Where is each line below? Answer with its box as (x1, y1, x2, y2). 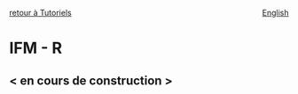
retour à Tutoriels (9, 8, 73, 18)
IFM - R (9, 39, 63, 58)
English (262, 8, 289, 18)
